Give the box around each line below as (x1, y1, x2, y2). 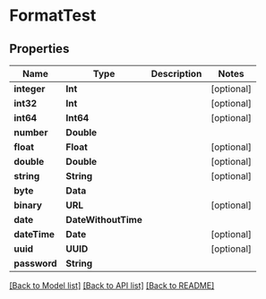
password (13, 257, 57, 269)
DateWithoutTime (65, 214, 143, 226)
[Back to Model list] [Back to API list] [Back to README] (9, 280, 215, 291)
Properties (9, 41, 70, 56)
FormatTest (9, 5, 97, 26)
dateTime (13, 228, 56, 240)
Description (150, 68, 202, 80)
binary (13, 199, 43, 211)
